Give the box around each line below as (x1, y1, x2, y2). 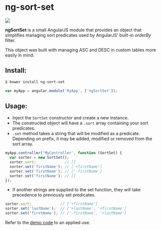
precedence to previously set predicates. (12, 192, 96, 198)
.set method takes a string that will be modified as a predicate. (12, 131, 140, 137)
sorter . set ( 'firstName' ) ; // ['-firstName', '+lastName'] (5, 211, 127, 216)
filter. (5, 37, 16, 43)
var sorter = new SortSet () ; (9, 155, 69, 160)
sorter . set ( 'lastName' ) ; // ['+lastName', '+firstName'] (5, 206, 127, 211)
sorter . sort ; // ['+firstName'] (5, 201, 98, 206)
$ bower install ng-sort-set (5, 79, 65, 85)
